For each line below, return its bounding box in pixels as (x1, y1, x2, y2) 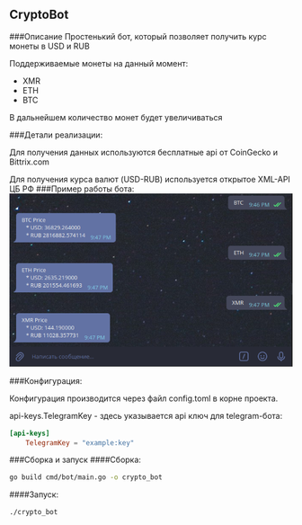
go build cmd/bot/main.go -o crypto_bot (9, 473, 164, 482)
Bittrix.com (9, 156, 49, 167)
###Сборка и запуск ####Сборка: (9, 454, 142, 466)
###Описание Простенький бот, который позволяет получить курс (9, 31, 267, 41)
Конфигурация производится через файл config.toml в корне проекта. (9, 393, 279, 404)
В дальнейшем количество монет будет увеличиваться (9, 111, 223, 122)
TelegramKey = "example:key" (25, 438, 135, 448)
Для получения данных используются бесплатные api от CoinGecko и (9, 147, 279, 157)
